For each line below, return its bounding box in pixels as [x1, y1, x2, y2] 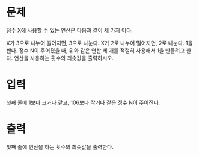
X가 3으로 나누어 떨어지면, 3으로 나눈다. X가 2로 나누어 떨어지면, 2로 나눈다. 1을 [6, 39, 194, 46]
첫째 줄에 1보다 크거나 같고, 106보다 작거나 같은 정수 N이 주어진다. [6, 99, 161, 106]
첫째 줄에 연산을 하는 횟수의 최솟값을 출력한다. [6, 143, 114, 151]
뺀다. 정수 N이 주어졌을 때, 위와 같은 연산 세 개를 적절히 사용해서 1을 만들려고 [6, 46, 185, 54]
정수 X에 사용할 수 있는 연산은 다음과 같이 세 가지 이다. [6, 27, 133, 34]
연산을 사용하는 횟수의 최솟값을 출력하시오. [14, 54, 114, 61]
